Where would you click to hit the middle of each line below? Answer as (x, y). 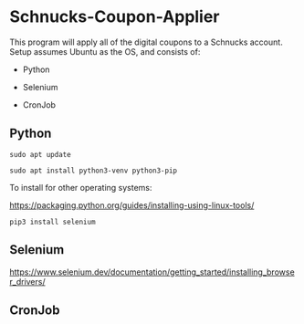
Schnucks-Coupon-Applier (115, 17)
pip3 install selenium (52, 222)
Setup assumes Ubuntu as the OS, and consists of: (105, 51)
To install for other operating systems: (81, 187)
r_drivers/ (27, 281)
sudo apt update (40, 154)
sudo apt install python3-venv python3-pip (94, 171)
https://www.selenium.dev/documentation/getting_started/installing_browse (152, 272)
